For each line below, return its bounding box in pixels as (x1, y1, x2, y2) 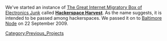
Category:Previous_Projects (5, 30, 64, 36)
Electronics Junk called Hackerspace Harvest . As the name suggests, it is (5, 10, 162, 16)
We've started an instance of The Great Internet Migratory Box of (5, 5, 142, 10)
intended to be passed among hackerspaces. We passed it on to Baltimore (5, 15, 162, 21)
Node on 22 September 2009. (5, 20, 68, 26)
